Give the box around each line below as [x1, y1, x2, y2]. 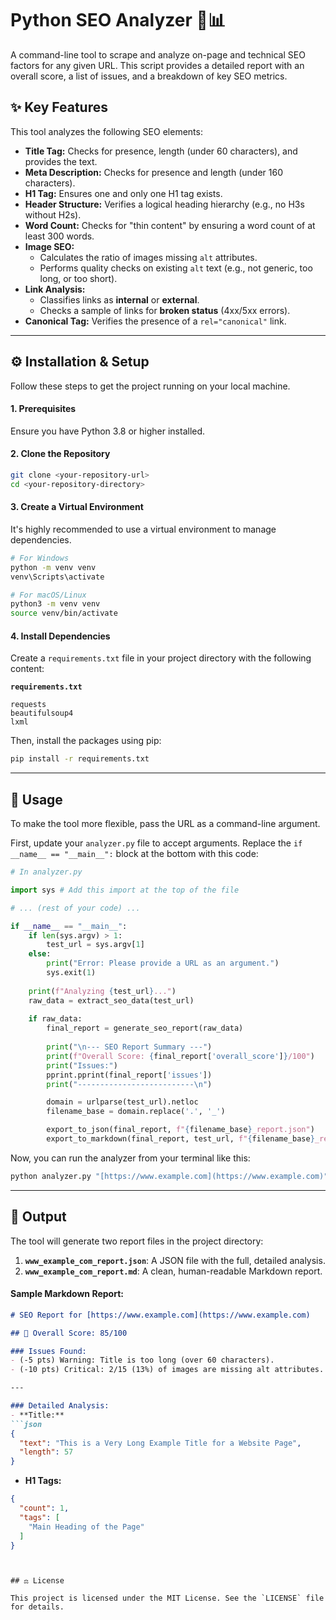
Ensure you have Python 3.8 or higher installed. [10, 425, 206, 437]
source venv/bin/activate [10, 608, 118, 619]
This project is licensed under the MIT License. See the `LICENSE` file [10, 1593, 325, 1604]
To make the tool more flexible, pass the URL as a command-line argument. [10, 818, 321, 830]
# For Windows [10, 553, 70, 563]
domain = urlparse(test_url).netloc [46, 1097, 199, 1107]
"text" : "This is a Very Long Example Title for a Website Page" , [19, 1438, 302, 1448]
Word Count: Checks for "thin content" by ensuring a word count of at [24, 219, 316, 231]
